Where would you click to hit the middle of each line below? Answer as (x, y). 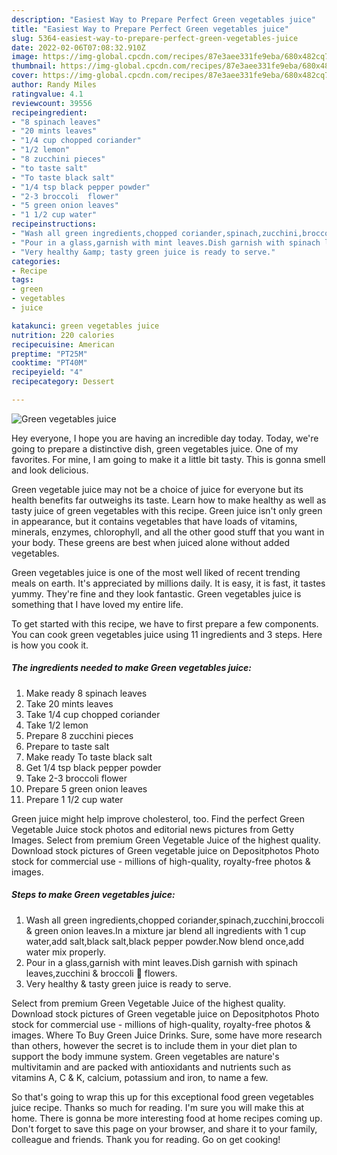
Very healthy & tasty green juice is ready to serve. (128, 983)
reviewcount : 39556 (52, 103)
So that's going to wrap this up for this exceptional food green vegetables (162, 1097)
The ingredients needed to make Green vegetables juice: (132, 668)
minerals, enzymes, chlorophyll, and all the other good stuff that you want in (168, 532)
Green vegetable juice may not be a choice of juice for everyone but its (157, 489)
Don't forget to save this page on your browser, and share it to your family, (164, 1128)
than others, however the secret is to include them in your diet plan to (154, 1045)
